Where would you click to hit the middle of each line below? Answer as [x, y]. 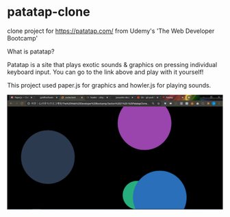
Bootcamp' [23, 38]
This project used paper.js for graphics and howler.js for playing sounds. [109, 85]
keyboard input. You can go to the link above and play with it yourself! [105, 72]
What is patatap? [31, 51]
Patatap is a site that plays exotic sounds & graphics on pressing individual [112, 64]
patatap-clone [49, 12]
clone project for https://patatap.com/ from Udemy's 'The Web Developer [111, 31]
